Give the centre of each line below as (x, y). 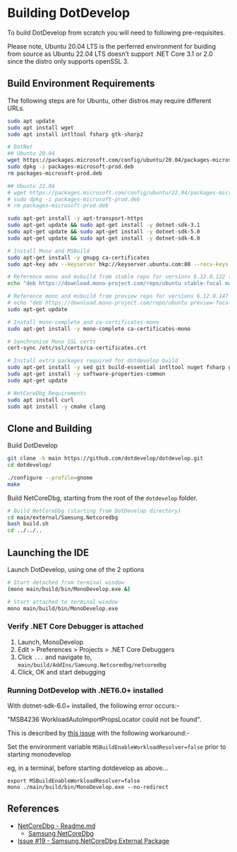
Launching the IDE (48, 553)
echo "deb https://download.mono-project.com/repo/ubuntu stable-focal (115, 284)
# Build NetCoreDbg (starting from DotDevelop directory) (94, 510)
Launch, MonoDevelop (50, 642)
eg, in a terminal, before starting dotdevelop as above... (88, 768)
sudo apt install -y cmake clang (56, 407)
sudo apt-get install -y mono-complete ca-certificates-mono (99, 329)
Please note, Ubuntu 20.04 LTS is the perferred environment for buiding (112, 46)
